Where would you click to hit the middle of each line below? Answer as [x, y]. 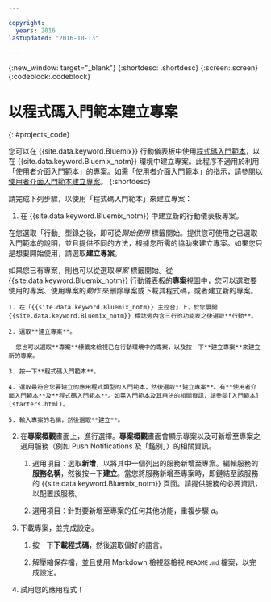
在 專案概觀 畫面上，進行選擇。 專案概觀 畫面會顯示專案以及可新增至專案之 [140, 436]
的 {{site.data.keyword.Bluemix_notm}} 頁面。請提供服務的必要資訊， [147, 484]
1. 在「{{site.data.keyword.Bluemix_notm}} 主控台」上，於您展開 [113, 308]
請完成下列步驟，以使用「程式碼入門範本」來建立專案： [100, 199]
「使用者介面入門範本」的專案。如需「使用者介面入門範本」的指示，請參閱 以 [135, 171]
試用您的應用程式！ [52, 590]
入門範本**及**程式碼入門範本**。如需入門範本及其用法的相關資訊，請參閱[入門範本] [137, 396]
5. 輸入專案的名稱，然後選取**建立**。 [66, 420]
